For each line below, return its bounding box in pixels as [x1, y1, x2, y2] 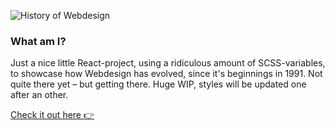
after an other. [10, 89, 69, 101]
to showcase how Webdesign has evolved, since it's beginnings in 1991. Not [10, 68, 323, 80]
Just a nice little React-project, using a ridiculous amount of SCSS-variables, [10, 57, 326, 69]
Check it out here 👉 [10, 109, 95, 121]
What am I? [10, 34, 67, 48]
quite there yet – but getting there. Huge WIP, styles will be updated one [10, 78, 307, 90]
